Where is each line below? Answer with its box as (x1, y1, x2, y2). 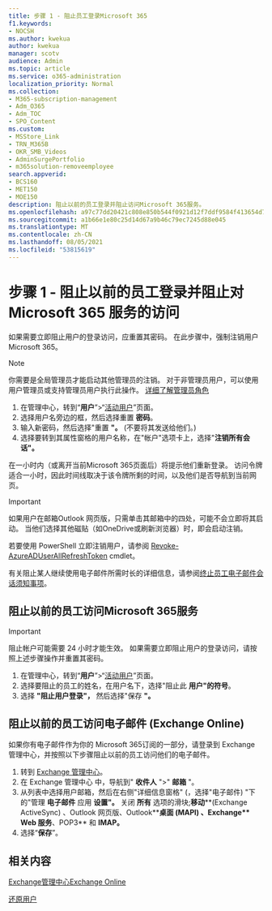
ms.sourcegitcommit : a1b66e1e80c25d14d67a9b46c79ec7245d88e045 (8, 216, 227, 224)
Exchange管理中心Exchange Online (8, 877, 126, 887)
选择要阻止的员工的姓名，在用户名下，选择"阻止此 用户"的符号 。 (19, 681, 236, 690)
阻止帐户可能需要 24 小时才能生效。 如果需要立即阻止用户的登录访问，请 (8, 642, 251, 653)
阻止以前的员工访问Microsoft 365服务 (8, 604, 198, 618)
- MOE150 (8, 192, 38, 201)
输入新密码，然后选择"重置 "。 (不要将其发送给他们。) (19, 423, 197, 432)
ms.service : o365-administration (8, 72, 121, 80)
